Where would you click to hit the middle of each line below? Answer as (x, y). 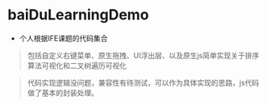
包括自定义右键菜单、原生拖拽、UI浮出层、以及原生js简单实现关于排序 (143, 55)
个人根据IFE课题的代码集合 (63, 38)
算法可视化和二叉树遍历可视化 (77, 65)
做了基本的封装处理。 (63, 92)
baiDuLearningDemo (78, 15)
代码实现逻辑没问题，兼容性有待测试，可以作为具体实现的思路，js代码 (143, 82)
